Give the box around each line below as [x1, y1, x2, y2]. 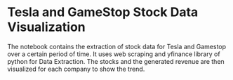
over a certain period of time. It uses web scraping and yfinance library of [7, 50, 220, 58]
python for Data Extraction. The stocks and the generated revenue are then [7, 57, 225, 65]
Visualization [7, 19, 86, 35]
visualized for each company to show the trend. [7, 65, 145, 73]
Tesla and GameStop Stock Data [7, 4, 199, 20]
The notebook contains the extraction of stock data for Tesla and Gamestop [7, 42, 227, 51]
